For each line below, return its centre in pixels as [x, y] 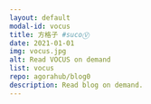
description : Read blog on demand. [76, 85]
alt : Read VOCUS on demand [60, 60]
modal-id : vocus [40, 26]
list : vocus [32, 69]
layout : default [40, 18]
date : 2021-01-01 [42, 43]
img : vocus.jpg [38, 52]
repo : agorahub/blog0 [50, 77]
